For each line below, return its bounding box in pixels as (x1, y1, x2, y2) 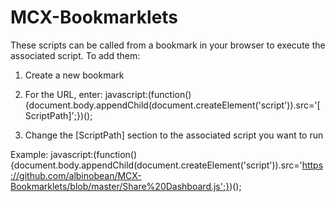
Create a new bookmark (24, 69, 125, 81)
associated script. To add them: (10, 49, 141, 61)
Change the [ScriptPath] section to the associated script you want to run (24, 129, 324, 141)
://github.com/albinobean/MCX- (10, 169, 142, 181)
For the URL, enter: (24, 88, 103, 100)
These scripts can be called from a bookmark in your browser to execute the (10, 39, 326, 51)
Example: (10, 148, 49, 160)
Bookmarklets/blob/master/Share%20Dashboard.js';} (10, 180, 230, 192)
